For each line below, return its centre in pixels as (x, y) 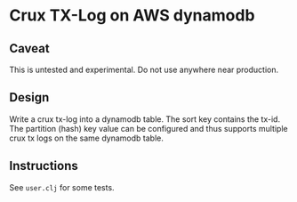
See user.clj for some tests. (62, 187)
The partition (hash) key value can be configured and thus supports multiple (148, 128)
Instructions (44, 166)
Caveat (30, 48)
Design (29, 97)
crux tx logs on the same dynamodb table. (87, 138)
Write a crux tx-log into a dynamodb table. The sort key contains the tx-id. (145, 119)
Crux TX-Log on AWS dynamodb (132, 16)
